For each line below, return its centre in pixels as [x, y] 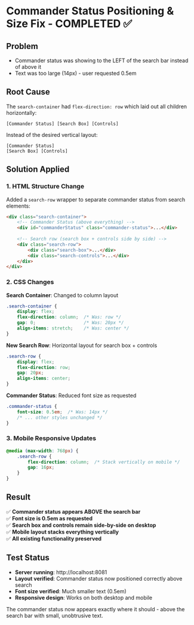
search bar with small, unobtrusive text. [55, 615]
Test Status [28, 558]
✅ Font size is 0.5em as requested [49, 518]
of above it [28, 67]
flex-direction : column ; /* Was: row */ [69, 317]
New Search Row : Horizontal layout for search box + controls [82, 345]
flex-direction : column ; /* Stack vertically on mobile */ [104, 462]
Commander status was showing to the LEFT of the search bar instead [101, 60]
